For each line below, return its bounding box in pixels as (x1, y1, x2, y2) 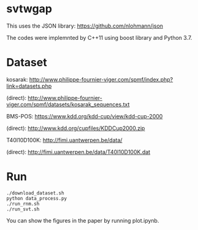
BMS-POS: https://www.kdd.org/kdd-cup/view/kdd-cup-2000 (6, 112, 163, 120)
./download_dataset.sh (6, 190, 64, 196)
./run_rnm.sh (6, 201, 40, 207)
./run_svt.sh (6, 206, 40, 212)
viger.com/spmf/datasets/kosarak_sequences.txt (6, 101, 130, 108)
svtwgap (6, 2, 52, 16)
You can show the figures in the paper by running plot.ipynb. (6, 217, 159, 224)
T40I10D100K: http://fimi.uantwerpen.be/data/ (6, 136, 123, 144)
